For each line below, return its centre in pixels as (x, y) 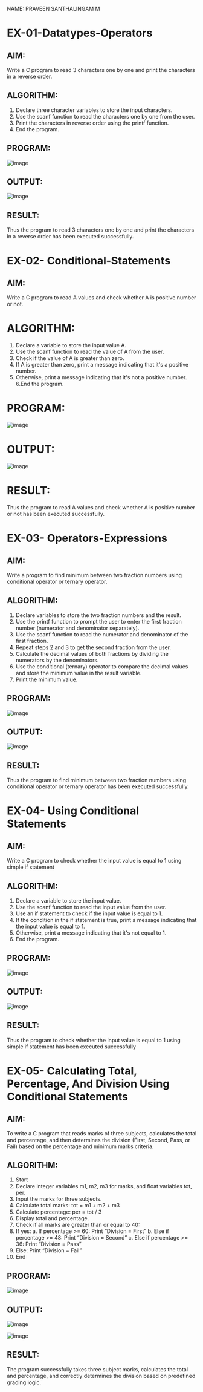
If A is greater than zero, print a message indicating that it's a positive (102, 365)
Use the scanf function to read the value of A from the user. (90, 352)
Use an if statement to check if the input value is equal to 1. (89, 913)
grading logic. (24, 1382)
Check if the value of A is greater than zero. (70, 358)
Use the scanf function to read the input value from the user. (91, 907)
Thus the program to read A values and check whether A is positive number (101, 507)
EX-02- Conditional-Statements (89, 261)
